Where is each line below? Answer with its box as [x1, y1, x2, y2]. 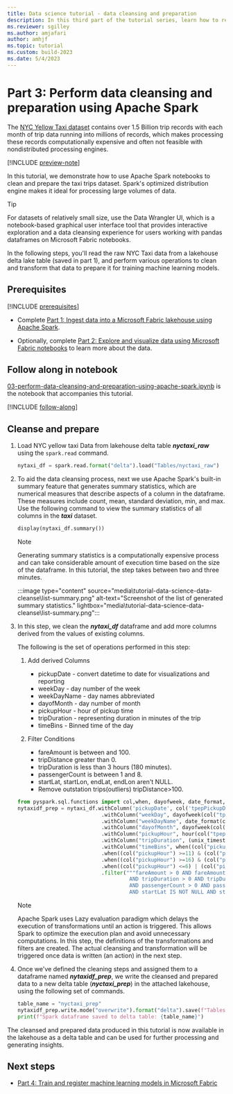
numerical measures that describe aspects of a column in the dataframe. [17, 489, 225, 498]
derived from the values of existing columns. [17, 629, 145, 638]
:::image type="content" [17, 587, 87, 595]
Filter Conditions [27, 734, 75, 743]
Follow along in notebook [7, 363, 118, 375]
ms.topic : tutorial [7, 42, 64, 49]
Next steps [7, 1061, 55, 1073]
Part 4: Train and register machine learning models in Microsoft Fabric [17, 1079, 218, 1087]
